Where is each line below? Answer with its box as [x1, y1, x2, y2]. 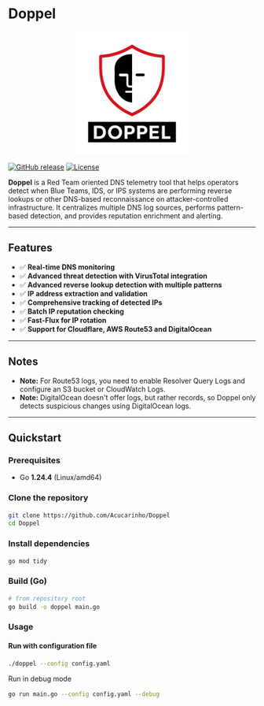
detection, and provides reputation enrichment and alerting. [30, 210, 223, 221]
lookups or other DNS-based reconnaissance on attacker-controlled [8, 194, 229, 203]
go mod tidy [8, 557, 47, 565]
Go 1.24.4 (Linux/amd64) [19, 473, 102, 482]
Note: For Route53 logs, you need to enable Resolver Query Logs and [19, 376, 246, 385]
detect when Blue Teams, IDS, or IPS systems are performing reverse [8, 186, 233, 195]
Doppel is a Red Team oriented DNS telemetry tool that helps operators [8, 177, 239, 187]
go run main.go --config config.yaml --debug [8, 690, 159, 698]
